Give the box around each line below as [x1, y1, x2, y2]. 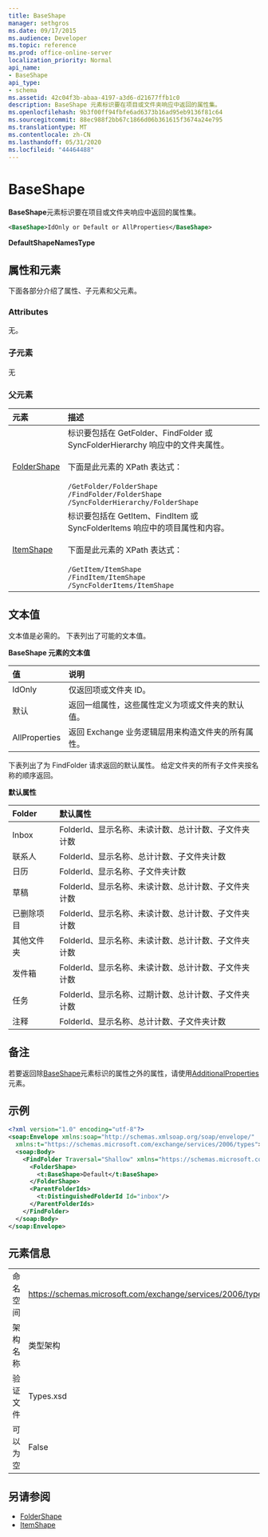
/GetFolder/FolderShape [67, 482, 158, 490]
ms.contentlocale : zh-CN [8, 130, 91, 138]
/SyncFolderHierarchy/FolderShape [67, 498, 199, 506]
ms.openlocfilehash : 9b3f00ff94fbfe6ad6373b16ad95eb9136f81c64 [8, 109, 223, 117]
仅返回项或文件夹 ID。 [68, 684, 151, 695]
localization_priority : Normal [8, 57, 112, 65]
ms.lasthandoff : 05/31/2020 [8, 138, 102, 146]
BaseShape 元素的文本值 [8, 647, 91, 657]
